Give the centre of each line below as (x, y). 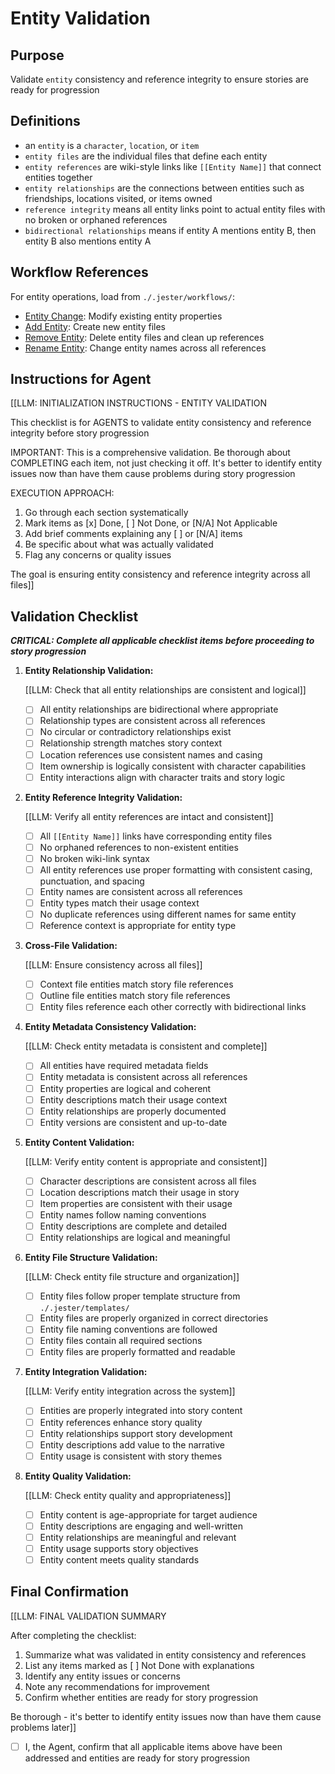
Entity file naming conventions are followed (128, 1329)
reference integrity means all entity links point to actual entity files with (175, 209)
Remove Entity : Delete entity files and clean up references (144, 337)
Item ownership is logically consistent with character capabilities (173, 766)
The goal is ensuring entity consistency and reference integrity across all (160, 574)
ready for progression (55, 90)
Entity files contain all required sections (121, 1341)
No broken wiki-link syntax (94, 858)
